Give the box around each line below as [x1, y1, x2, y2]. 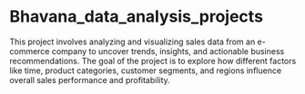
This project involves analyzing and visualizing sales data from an [9, 36, 256, 47]
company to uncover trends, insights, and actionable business [51, 45, 285, 56]
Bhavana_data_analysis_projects [9, 6, 264, 27]
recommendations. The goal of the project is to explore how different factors [9, 55, 297, 66]
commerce [9, 45, 50, 56]
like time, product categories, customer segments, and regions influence [9, 65, 282, 76]
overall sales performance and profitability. [9, 74, 170, 85]
